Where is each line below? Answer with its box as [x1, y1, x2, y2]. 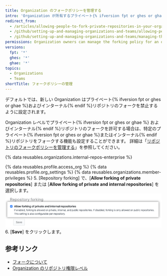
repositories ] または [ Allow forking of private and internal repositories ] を [5, 181, 159, 187]
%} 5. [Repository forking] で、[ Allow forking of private [26, 175, 141, 181]
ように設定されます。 [5, 108, 49, 114]
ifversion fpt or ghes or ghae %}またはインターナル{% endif [34, 132, 158, 138]
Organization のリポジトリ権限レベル [12, 265, 88, 271]
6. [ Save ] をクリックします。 [5, 229, 64, 235]
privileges [5, 175, 26, 181]
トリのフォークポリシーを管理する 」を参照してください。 [5, 144, 123, 150]
